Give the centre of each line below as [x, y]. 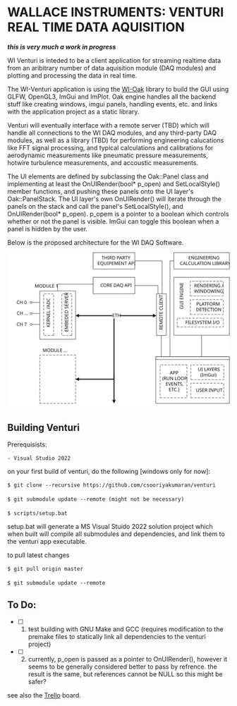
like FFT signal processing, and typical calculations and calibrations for [110, 147]
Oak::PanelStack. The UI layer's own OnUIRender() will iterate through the [115, 199]
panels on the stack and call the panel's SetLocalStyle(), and [95, 206]
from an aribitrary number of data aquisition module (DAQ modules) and [112, 68]
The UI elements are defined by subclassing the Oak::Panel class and [108, 176]
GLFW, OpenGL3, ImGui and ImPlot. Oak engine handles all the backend [112, 97]
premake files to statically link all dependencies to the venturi [117, 636]
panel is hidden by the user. [48, 229]
